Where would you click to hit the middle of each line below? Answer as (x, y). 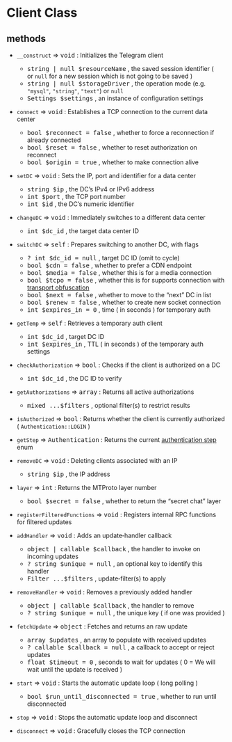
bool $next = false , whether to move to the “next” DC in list (119, 295)
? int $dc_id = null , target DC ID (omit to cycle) (103, 258)
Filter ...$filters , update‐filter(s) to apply (96, 578)
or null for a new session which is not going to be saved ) (110, 76)
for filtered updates (44, 522)
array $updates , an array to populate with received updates (116, 640)
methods (26, 39)
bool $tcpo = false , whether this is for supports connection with (126, 280)
